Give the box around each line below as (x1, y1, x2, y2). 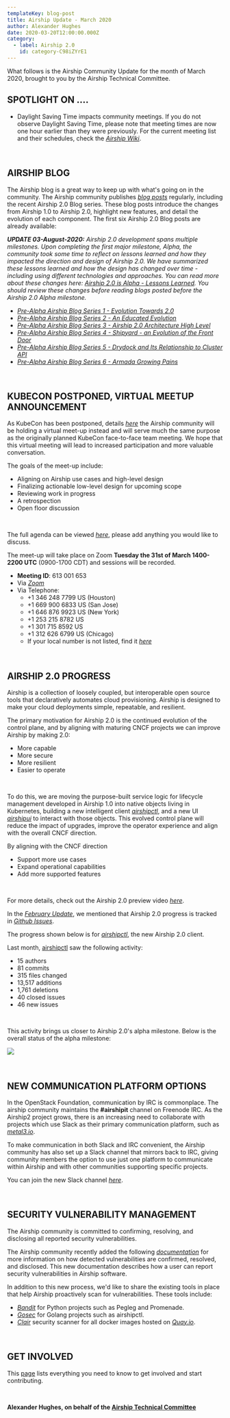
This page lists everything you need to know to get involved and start (7, 1369, 202, 1377)
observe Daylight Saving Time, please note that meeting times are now (16, 119, 217, 127)
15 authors (16, 957, 47, 965)
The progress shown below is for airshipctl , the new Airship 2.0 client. (7, 930, 205, 939)
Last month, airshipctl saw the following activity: (7, 944, 143, 952)
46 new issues (16, 1000, 59, 1009)
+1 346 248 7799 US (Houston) (27, 594, 116, 602)
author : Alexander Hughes (7, 23, 81, 29)
